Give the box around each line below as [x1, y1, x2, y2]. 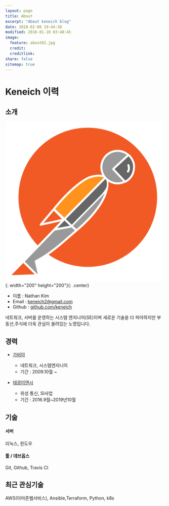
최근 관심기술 [5, 481, 44, 489]
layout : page [5, 8, 33, 13]
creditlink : [10, 51, 35, 56]
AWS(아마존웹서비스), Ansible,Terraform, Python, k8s [5, 495, 115, 501]
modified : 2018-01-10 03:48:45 [5, 29, 71, 35]
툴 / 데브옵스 [5, 453, 30, 459]
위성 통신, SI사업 [20, 390, 53, 396]
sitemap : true [5, 61, 35, 67]
